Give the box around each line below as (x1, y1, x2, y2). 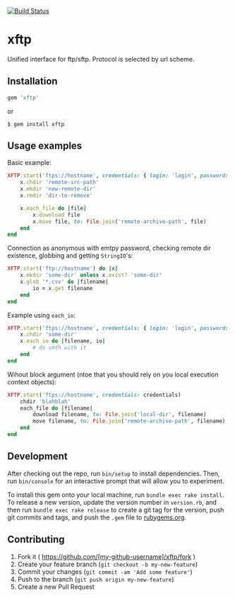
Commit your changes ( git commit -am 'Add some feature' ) (17, 567, 193, 576)
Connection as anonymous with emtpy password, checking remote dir (7, 244, 212, 253)
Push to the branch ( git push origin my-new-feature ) (17, 575, 174, 583)
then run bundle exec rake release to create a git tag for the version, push (7, 505, 224, 514)
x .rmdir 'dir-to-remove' (20, 192, 93, 200)
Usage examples (7, 140, 83, 152)
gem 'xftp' (7, 94, 40, 101)
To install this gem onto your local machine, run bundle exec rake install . (7, 490, 224, 499)
